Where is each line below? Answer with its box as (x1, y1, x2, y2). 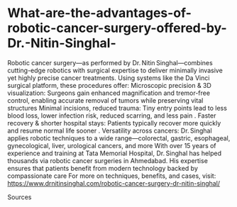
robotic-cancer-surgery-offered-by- (7, 20, 227, 36)
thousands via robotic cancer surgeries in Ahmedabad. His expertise (7, 156, 208, 164)
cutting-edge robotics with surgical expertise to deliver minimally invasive (7, 66, 224, 74)
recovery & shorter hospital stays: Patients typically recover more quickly (7, 118, 221, 127)
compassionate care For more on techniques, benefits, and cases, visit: (7, 172, 216, 180)
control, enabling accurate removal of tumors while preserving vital (7, 96, 204, 104)
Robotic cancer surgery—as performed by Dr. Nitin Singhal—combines (7, 58, 213, 67)
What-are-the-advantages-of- (7, 5, 192, 21)
